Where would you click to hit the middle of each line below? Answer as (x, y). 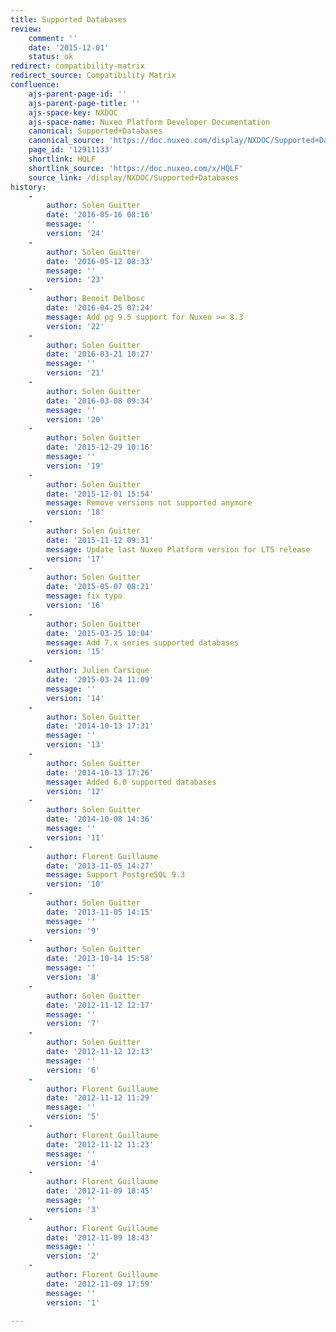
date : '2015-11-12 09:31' (100, 540)
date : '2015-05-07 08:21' (100, 587)
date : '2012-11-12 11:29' (100, 1098)
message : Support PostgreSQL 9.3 (116, 875)
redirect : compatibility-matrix (77, 66)
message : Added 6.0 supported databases (131, 782)
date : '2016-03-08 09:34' (100, 401)
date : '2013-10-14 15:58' (100, 959)
